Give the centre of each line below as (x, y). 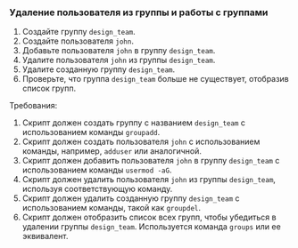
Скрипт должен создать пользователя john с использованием (141, 142)
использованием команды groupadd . (91, 132)
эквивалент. (45, 236)
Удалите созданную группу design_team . (99, 69)
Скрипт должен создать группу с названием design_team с (133, 123)
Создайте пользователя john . (78, 41)
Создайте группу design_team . (79, 32)
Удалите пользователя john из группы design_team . (119, 60)
